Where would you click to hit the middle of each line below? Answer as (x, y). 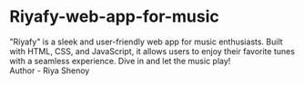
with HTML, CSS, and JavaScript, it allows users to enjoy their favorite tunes (152, 51)
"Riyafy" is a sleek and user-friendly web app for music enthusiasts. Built (147, 42)
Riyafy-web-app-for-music (115, 17)
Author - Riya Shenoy (50, 71)
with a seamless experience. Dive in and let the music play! (120, 61)
